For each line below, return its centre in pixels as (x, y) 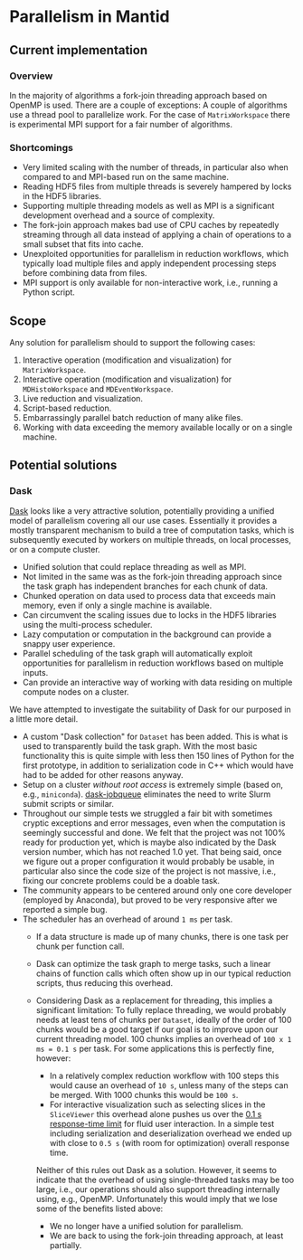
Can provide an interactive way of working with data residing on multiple (157, 682)
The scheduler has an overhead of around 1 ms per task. (128, 919)
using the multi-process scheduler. (87, 624)
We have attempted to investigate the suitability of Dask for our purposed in (150, 709)
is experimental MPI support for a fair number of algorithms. (121, 124)
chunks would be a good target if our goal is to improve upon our (157, 1029)
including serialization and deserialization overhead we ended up (170, 1133)
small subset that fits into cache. (83, 244)
